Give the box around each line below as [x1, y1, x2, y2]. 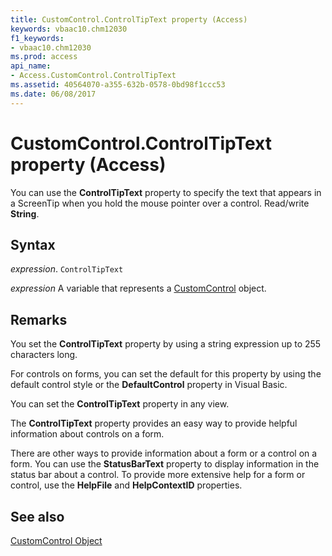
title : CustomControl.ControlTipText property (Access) [10, 14, 248, 25]
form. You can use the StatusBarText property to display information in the [10, 458, 320, 470]
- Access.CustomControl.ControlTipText [10, 71, 177, 81]
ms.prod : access [10, 52, 78, 62]
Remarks [10, 311, 68, 328]
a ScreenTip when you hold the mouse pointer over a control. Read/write [10, 197, 310, 209]
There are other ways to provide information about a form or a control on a [10, 447, 318, 460]
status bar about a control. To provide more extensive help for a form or [10, 469, 306, 481]
